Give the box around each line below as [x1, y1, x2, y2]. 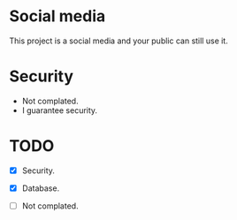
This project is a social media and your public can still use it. [9, 35, 228, 46]
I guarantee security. [21, 104, 98, 116]
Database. [21, 183, 60, 193]
